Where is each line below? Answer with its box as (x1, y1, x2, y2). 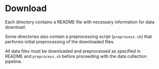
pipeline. (5, 58, 22, 64)
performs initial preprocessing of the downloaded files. (5, 38, 115, 44)
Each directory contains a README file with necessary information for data (5, 19, 155, 25)
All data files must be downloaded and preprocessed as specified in (5, 48, 141, 54)
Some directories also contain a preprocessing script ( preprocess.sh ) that (5, 34, 152, 39)
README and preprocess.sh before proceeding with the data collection (5, 53, 147, 59)
